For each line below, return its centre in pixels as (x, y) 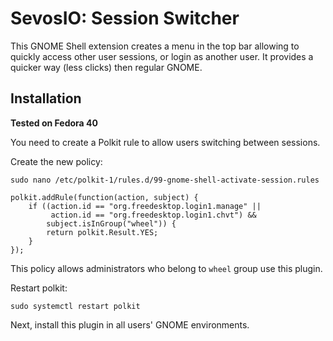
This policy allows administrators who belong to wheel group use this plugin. (166, 268)
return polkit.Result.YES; (102, 232)
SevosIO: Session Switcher (125, 18)
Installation (46, 98)
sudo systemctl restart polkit (75, 306)
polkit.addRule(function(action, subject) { (104, 197)
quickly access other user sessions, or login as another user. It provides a (162, 56)
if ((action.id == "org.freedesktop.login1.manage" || (145, 206)
